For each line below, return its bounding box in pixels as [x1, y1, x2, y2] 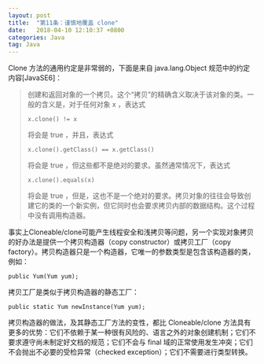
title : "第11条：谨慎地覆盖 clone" [8, 19, 119, 27]
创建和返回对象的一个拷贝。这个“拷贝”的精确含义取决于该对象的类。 [27, 90, 247, 99]
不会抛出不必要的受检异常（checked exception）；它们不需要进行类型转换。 [8, 347, 253, 357]
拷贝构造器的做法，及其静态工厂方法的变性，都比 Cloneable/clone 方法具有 [8, 318, 251, 327]
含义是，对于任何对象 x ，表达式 [41, 100, 146, 109]
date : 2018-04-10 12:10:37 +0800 [8, 26, 125, 34]
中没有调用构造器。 [27, 211, 90, 220]
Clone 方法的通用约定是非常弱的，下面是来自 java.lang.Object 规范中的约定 [8, 64, 250, 73]
